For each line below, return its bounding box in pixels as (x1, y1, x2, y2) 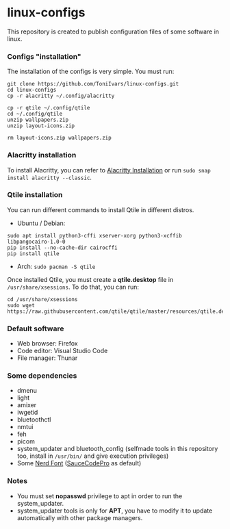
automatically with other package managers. (16, 513, 143, 521)
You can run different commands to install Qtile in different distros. (7, 205, 194, 214)
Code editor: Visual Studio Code (16, 347, 108, 355)
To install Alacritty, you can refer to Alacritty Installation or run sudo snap (7, 166, 211, 174)
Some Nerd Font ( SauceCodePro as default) (16, 459, 142, 467)
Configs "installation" (7, 51, 81, 61)
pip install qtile (7, 250, 60, 257)
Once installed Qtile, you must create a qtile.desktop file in (7, 275, 174, 283)
